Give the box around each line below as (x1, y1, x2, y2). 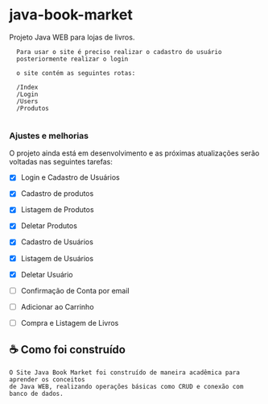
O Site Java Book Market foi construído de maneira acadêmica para (9, 369, 241, 377)
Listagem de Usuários (20, 253, 94, 263)
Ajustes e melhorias (9, 130, 89, 141)
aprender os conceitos (9, 375, 85, 384)
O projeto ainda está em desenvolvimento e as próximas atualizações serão (9, 148, 260, 158)
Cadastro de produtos (20, 189, 94, 198)
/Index (16, 83, 39, 91)
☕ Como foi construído (9, 343, 126, 356)
